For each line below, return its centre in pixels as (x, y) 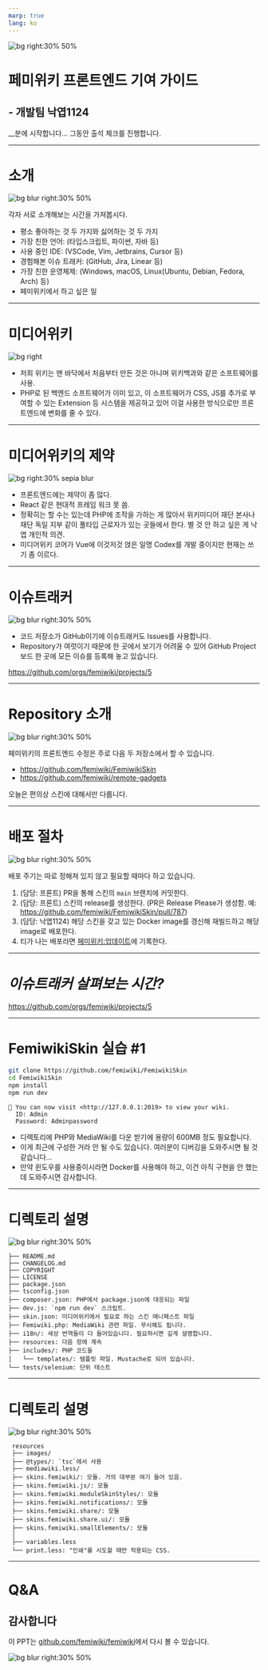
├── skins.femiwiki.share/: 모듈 (65, 1511)
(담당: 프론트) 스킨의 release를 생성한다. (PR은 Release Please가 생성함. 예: (138, 903)
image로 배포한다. (48, 931)
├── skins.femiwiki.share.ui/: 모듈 (71, 1520)
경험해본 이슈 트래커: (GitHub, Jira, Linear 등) (91, 262)
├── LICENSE (28, 1278)
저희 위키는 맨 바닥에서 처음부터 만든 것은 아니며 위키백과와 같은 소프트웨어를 (139, 373)
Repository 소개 (60, 714)
